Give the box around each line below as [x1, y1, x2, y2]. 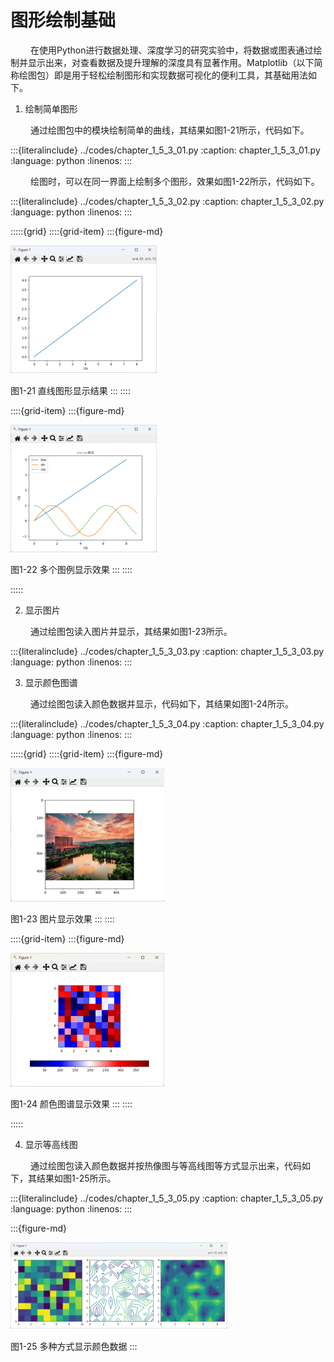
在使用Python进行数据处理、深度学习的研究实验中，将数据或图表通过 [29, 44, 314, 56]
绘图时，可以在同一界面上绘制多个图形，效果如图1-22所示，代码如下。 [29, 175, 320, 187]
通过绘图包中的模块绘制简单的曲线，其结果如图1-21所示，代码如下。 [29, 124, 310, 136]
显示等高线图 [24, 1138, 78, 1150]
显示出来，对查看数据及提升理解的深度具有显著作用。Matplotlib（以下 [27, 56, 315, 68]
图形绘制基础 [10, 9, 117, 32]
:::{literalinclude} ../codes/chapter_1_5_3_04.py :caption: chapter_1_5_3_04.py [10, 717, 325, 730]
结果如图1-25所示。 [36, 1172, 117, 1184]
